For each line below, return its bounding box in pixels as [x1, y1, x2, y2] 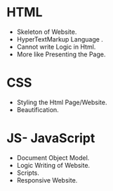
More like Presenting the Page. [16, 50, 106, 58]
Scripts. [16, 168, 40, 177]
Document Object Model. [16, 153, 90, 162]
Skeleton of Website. [16, 27, 77, 36]
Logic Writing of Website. [16, 161, 91, 169]
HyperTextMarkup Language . [16, 35, 103, 43]
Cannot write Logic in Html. [16, 42, 96, 51]
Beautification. [16, 105, 59, 113]
